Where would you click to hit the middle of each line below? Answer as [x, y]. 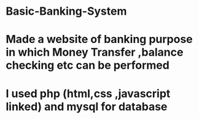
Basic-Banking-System [66, 11]
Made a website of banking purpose [99, 40]
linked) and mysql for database [87, 106]
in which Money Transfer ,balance [95, 52]
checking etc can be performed [88, 65]
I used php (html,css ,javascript [88, 94]
